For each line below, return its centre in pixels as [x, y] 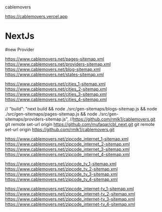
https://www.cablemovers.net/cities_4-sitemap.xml [56, 99]
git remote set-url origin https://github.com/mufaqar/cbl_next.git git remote [80, 124]
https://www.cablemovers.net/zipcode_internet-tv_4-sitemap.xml [70, 204]
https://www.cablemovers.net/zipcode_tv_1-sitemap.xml [61, 164]
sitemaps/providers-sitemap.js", [37, 119]
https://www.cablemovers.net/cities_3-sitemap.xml [56, 94]
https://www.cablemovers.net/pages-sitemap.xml [55, 59]
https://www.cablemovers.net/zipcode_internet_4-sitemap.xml [67, 154]
